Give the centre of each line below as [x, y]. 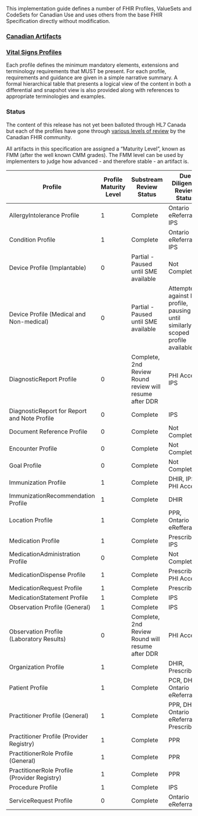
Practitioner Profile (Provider [49, 736]
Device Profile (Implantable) [48, 267]
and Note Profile [32, 418]
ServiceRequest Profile [41, 801]
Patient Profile [29, 687]
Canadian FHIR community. [39, 137]
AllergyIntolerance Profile [44, 215]
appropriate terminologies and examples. [56, 96]
